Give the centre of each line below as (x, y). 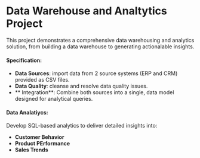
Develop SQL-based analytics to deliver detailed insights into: (82, 126)
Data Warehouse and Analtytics (87, 11)
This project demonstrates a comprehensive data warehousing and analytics (100, 40)
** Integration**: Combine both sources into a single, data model (94, 92)
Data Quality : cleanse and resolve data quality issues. (81, 86)
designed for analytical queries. (54, 99)
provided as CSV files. (42, 80)
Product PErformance (42, 144)
